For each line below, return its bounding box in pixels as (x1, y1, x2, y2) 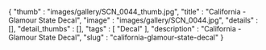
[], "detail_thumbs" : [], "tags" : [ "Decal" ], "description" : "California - (8, 24, 242, 33)
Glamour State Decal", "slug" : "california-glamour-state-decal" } (8, 32, 224, 42)
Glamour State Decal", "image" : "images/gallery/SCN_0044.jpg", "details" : (8, 15, 259, 25)
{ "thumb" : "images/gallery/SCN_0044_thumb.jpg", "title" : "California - (8, 7, 247, 16)
